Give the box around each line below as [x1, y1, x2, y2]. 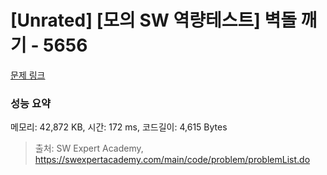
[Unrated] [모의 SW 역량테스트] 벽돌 [10, 9, 297, 32]
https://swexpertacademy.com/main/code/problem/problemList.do [34, 154, 311, 166]
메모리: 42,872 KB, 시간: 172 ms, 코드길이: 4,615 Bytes [10, 121, 228, 133]
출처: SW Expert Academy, [34, 142, 144, 155]
